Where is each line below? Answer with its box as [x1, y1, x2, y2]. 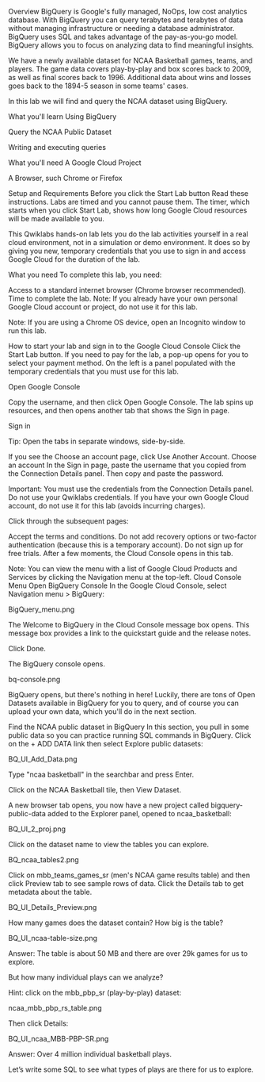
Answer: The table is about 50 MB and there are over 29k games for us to [8, 949, 248, 958]
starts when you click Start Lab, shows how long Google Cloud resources [8, 205, 248, 215]
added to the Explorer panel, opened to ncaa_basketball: [47, 809, 232, 818]
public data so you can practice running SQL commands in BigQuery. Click [8, 731, 252, 740]
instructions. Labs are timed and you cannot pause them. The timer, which [8, 198, 251, 206]
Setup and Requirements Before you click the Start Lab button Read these [8, 189, 249, 198]
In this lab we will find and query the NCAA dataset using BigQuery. [8, 97, 228, 106]
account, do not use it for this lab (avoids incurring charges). [8, 501, 206, 510]
